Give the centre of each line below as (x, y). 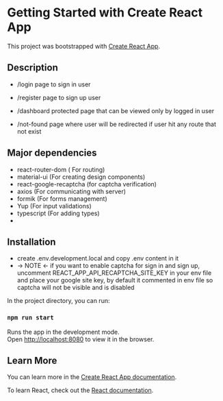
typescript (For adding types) (58, 213)
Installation (31, 242)
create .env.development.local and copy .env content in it (98, 258)
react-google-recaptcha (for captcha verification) (87, 184)
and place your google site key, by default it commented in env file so (115, 280)
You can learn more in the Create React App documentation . (92, 377)
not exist (29, 131)
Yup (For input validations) (54, 206)
